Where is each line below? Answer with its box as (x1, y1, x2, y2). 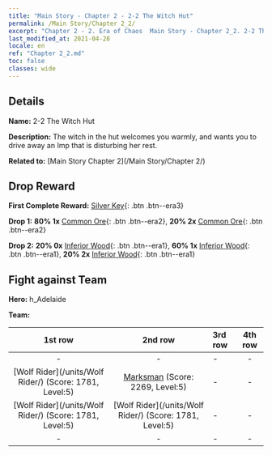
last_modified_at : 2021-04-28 (8, 34, 111, 43)
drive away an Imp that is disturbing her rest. (8, 140, 158, 150)
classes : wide (8, 65, 57, 73)
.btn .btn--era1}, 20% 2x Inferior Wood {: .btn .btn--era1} (8, 249, 196, 259)
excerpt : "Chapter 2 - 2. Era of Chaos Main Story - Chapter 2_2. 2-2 (8, 27, 255, 35)
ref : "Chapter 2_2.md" (8, 49, 85, 57)
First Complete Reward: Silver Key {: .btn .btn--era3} (8, 201, 185, 210)
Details (8, 95, 45, 108)
